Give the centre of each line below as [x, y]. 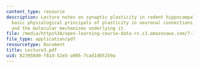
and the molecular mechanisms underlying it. [69, 28]
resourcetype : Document [36, 45]
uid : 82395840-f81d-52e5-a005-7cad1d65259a [61, 56]
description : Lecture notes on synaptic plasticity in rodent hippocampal [101, 17]
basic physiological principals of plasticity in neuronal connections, [104, 22]
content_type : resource [36, 12]
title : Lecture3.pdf [32, 50]
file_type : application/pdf [41, 39]
